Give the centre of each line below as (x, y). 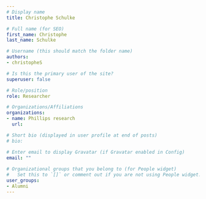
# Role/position (27, 90)
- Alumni (17, 186)
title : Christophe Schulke (41, 18)
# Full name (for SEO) (35, 29)
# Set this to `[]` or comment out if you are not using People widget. (104, 175)
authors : (17, 57)
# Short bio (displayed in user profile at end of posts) (82, 135)
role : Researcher (29, 96)
